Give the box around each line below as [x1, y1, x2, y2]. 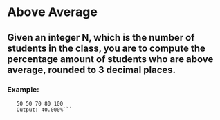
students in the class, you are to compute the [7, 42, 206, 54]
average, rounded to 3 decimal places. [7, 63, 176, 76]
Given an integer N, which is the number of [7, 32, 195, 43]
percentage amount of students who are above [7, 53, 214, 65]
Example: [7, 84, 39, 94]
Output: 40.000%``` [16, 106, 73, 113]
